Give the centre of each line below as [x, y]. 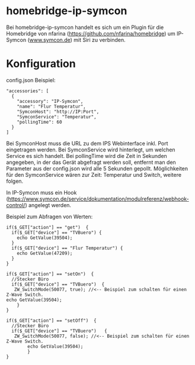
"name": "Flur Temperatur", [51, 106]
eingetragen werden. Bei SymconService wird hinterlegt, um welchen [91, 150]
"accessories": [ [28, 91]
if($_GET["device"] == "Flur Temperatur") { [67, 248]
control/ [16, 205]
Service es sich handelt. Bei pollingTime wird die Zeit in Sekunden [87, 156]
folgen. [15, 181]
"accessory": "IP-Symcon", [50, 101]
